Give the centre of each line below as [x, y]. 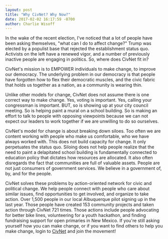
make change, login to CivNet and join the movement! [61, 231]
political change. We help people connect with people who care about [77, 189]
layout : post [19, 10]
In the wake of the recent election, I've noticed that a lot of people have [79, 38]
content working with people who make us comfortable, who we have [77, 136]
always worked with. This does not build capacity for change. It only [76, 142]
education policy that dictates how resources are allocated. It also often [79, 158]
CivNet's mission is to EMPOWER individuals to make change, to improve [80, 69]
